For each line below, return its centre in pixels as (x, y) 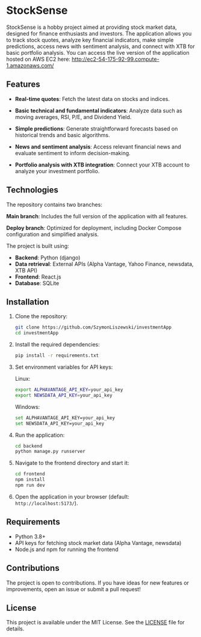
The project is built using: (38, 246)
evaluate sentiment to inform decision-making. (73, 153)
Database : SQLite (37, 283)
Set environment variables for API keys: (64, 367)
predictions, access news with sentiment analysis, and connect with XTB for (101, 46)
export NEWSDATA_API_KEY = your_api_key (63, 395)
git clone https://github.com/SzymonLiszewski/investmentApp (93, 328)
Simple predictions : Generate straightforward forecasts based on (96, 128)
